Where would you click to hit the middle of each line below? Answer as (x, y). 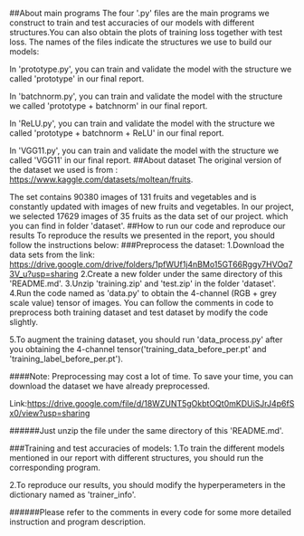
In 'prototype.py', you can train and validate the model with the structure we (151, 69)
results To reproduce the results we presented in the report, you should (142, 235)
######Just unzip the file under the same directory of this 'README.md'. (147, 431)
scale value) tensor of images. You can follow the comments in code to (142, 303)
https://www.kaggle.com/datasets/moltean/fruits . (101, 179)
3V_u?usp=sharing (44, 274)
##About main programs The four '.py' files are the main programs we (139, 13)
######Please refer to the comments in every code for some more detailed (151, 512)
